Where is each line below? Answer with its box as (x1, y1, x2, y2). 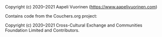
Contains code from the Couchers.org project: (5, 13, 97, 18)
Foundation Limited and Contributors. (5, 28, 80, 33)
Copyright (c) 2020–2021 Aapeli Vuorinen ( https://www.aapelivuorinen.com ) (5, 4, 158, 9)
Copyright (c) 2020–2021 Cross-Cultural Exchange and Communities (5, 22, 143, 28)
